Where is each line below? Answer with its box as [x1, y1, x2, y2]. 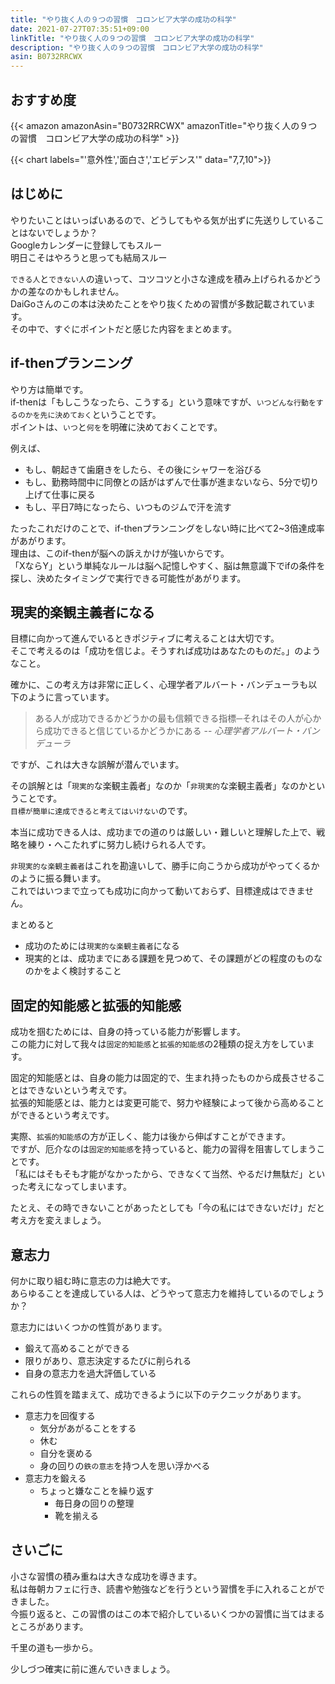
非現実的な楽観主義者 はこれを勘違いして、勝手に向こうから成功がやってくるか [10, 860, 320, 872]
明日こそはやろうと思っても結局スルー [10, 251, 168, 263]
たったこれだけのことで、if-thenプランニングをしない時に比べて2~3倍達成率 [10, 522, 325, 534]
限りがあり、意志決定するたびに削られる [24, 1355, 192, 1366]
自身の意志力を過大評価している [24, 1367, 157, 1379]
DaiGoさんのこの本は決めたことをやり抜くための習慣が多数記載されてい [10, 297, 307, 310]
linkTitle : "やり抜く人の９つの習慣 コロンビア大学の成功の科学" [10, 33, 255, 43]
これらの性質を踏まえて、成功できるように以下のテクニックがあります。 [10, 1389, 307, 1400]
